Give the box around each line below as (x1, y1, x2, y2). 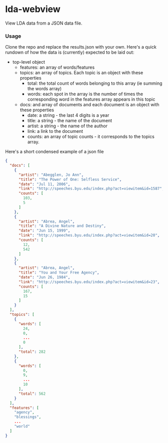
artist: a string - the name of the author (27, 123, 107, 129)
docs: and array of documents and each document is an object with (19, 102, 159, 108)
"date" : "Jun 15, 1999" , (18, 228, 70, 234)
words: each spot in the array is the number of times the (27, 91, 143, 97)
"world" (14, 424, 30, 429)
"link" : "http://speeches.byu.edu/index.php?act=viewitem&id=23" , (18, 279, 160, 284)
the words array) (27, 86, 62, 92)
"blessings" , (14, 414, 41, 419)
